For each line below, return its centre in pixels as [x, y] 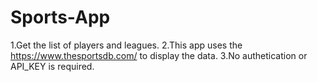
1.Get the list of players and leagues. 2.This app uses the [126, 45]
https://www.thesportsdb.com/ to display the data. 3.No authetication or [159, 55]
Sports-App [60, 17]
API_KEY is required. [52, 66]
